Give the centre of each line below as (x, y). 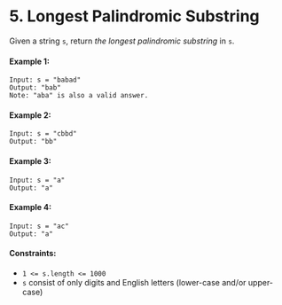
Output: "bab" (35, 88)
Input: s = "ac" (39, 226)
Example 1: (30, 61)
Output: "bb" (33, 142)
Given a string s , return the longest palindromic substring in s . (122, 41)
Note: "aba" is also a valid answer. (79, 96)
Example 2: (30, 115)
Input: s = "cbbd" (43, 134)
